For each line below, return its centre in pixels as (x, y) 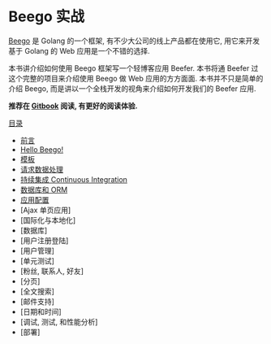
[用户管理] (37, 250)
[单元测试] (37, 260)
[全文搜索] (37, 291)
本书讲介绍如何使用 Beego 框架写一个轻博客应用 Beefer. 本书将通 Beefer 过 (133, 68)
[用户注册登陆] (44, 240)
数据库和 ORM (44, 189)
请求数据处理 (41, 169)
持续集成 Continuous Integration (74, 179)
